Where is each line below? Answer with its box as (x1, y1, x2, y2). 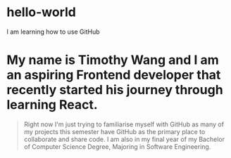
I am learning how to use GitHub (6, 27, 100, 36)
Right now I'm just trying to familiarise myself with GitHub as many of (23, 120, 225, 129)
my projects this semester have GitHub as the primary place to (23, 127, 206, 136)
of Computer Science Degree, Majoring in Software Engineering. (23, 142, 211, 151)
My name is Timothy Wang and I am (6, 52, 219, 68)
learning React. (6, 97, 98, 113)
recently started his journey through (6, 82, 223, 98)
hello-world (6, 4, 77, 20)
